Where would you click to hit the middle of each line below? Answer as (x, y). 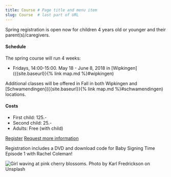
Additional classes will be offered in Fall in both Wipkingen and (71, 83)
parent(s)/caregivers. (28, 35)
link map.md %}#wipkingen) (84, 73)
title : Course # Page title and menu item (51, 10)
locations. (16, 94)
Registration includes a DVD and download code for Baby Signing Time (80, 148)
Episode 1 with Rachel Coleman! (39, 153)
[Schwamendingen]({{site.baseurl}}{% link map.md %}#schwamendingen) (84, 89)
